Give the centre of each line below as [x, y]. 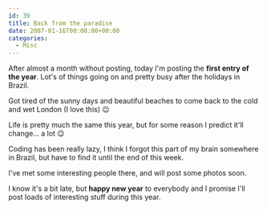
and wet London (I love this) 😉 [59, 110]
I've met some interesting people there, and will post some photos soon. [127, 173]
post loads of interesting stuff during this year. [85, 197]
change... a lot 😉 [36, 134]
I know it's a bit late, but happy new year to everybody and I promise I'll [127, 188]
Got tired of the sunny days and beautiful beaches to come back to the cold [133, 101]
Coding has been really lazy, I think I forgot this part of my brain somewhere [133, 149]
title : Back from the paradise [61, 23]
